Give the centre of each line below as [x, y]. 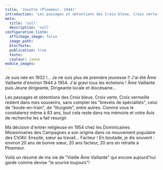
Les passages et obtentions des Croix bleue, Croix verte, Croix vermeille [77, 97]
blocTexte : [20, 46]
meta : [10, 18]
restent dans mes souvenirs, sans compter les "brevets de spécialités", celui [81, 102]
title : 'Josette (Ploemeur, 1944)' [41, 9]
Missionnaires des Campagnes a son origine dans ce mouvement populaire [80, 133]
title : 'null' [24, 23]
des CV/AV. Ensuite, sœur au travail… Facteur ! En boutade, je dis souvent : [80, 138]
